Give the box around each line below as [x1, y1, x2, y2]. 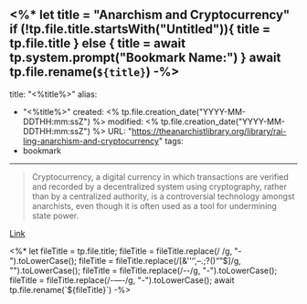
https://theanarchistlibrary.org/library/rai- [131, 125, 287, 136]
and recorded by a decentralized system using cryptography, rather [31, 181, 288, 192]
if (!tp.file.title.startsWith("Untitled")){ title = [9, 22, 271, 37]
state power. [31, 210, 79, 221]
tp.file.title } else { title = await [9, 36, 185, 51]
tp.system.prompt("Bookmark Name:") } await [9, 50, 281, 66]
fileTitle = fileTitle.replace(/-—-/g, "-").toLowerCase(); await [9, 274, 235, 286]
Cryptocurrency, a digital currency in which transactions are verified [31, 171, 290, 182]
